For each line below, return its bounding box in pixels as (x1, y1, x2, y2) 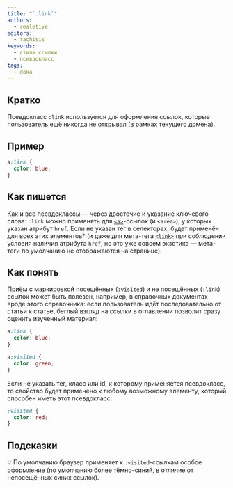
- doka (13, 68, 33, 75)
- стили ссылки (13, 49, 58, 56)
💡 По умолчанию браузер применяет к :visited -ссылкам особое (7, 458, 202, 466)
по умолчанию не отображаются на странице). (21, 246, 162, 255)
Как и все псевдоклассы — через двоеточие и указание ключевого (7, 210, 209, 218)
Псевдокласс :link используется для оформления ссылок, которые (7, 113, 210, 121)
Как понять (7, 266, 59, 278)
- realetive (13, 23, 49, 30)
